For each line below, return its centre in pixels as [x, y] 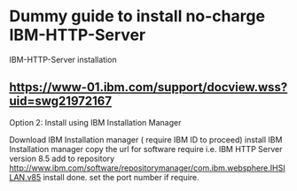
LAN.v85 [25, 177]
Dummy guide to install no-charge [137, 16]
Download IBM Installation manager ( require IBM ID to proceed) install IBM [146, 140]
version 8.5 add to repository [62, 158]
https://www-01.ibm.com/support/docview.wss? [148, 87]
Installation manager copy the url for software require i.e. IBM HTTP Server [146, 149]
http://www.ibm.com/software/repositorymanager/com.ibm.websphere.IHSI [147, 168]
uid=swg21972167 [61, 101]
